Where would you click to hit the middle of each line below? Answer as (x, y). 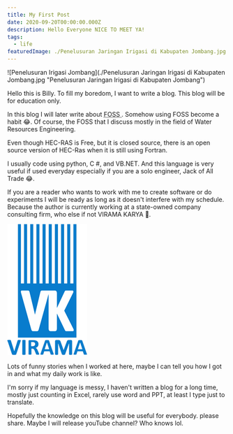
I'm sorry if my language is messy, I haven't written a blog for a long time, (113, 387)
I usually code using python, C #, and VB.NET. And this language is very (111, 164)
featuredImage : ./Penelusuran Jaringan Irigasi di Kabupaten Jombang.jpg (117, 52)
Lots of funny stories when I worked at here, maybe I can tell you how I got (114, 366)
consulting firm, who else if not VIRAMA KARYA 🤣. (79, 214)
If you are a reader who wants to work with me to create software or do (110, 192)
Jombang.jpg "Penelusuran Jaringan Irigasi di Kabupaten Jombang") (106, 80)
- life (23, 44)
